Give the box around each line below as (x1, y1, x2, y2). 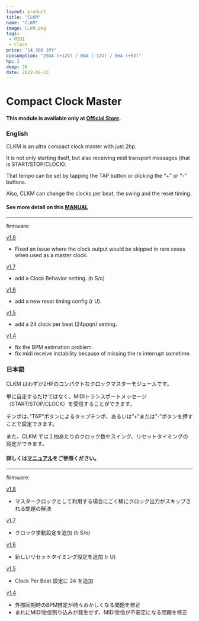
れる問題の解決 (14, 505, 52, 513)
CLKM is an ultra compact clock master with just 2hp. (6, 143, 137, 150)
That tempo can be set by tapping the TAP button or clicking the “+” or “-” (6, 172, 187, 180)
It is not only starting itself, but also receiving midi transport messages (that (6, 155, 191, 162)
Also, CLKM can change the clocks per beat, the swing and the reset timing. (6, 190, 192, 197)
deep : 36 (6, 63, 28, 70)
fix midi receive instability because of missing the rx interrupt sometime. (14, 350, 191, 357)
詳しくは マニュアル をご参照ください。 (6, 454, 99, 462)
